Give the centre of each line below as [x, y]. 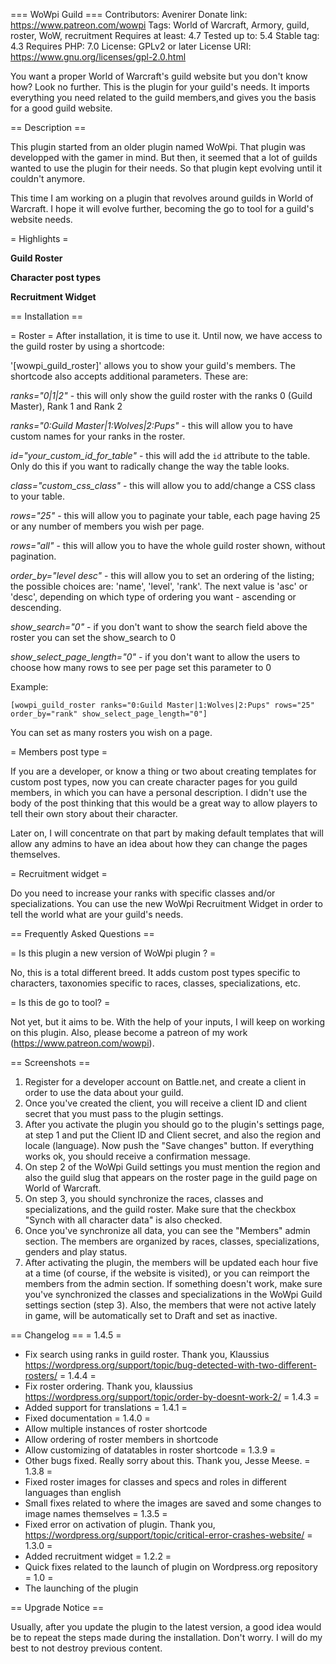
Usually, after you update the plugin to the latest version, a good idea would [166, 1627]
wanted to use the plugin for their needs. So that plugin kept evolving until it [166, 168]
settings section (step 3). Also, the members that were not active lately [170, 1305]
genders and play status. [76, 1252]
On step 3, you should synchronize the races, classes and [144, 1198]
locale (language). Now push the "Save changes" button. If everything [169, 1145]
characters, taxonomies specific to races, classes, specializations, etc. [155, 983]
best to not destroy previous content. [86, 1648]
